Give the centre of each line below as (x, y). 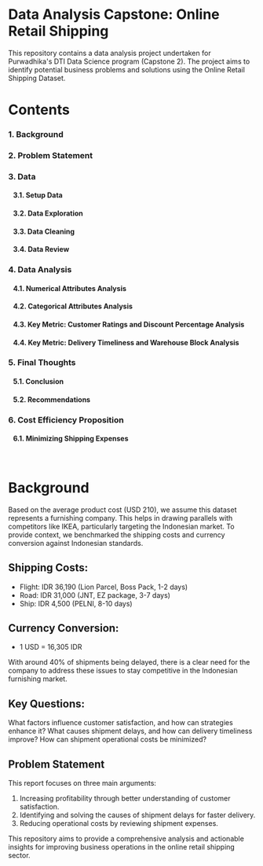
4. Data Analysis (40, 270)
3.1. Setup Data (38, 195)
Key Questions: (46, 704)
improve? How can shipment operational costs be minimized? (107, 739)
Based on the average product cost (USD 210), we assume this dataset (122, 510)
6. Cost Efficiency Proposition (66, 420)
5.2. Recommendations (52, 400)
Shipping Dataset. (37, 78)
